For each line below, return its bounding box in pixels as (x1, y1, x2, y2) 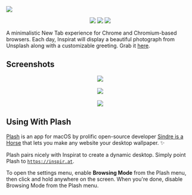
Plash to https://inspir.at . (6, 157, 75, 164)
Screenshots (6, 59, 55, 69)
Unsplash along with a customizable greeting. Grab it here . (6, 42, 150, 49)
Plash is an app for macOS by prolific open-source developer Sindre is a (6, 133, 184, 140)
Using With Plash (6, 117, 72, 127)
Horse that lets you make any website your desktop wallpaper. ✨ (6, 139, 165, 146)
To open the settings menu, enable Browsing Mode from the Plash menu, (6, 169, 187, 176)
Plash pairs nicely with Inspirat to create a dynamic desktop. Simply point (6, 151, 186, 158)
